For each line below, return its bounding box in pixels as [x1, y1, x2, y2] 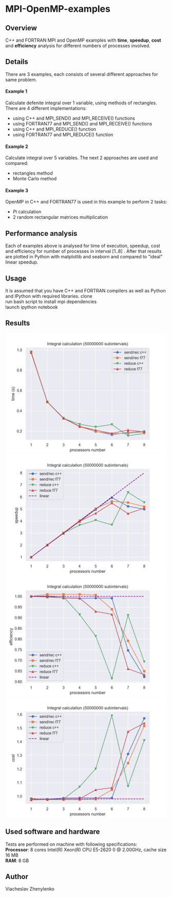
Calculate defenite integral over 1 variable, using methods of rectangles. [5, 100, 158, 106]
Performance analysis [5, 229, 78, 238]
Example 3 [5, 187, 28, 193]
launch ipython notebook [5, 304, 58, 310]
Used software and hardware [5, 828, 100, 836]
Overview [5, 24, 37, 32]
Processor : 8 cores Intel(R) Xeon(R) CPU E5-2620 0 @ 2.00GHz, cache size [5, 846, 167, 853]
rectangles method [12, 170, 53, 176]
